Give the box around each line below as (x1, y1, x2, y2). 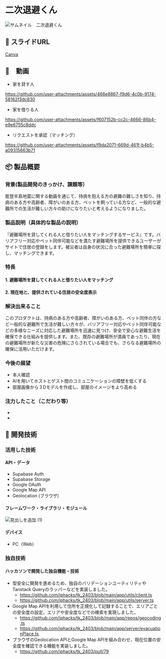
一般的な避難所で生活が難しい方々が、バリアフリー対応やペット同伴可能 (9, 321, 157, 327)
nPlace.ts (19, 631, 39, 637)
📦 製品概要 (5, 162, 41, 171)
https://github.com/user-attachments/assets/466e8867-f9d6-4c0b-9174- (5, 91, 156, 97)
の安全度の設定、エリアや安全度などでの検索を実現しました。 (12, 609, 139, 615)
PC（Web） (12, 541, 37, 547)
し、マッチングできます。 (5, 250, 57, 256)
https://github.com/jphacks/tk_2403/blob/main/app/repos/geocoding (19, 615, 162, 621)
